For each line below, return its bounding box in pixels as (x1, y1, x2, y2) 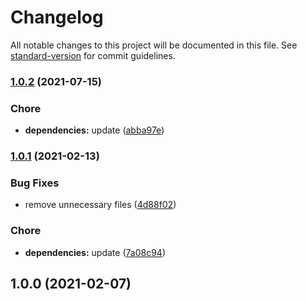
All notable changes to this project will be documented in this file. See (10, 39, 298, 51)
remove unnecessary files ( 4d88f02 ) (24, 199, 177, 211)
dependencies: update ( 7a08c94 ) (24, 246, 166, 258)
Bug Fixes (10, 176, 60, 190)
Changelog (10, 6, 104, 29)
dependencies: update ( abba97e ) (24, 124, 165, 136)
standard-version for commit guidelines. (10, 49, 176, 61)
